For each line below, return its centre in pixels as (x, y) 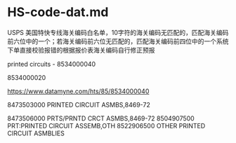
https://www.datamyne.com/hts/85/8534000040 (78, 91)
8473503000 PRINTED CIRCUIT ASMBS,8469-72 (79, 104)
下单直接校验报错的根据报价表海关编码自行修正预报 (81, 50)
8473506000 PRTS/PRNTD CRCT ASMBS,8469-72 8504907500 (101, 118)
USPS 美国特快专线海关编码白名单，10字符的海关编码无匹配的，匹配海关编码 (118, 32)
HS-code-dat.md (58, 12)
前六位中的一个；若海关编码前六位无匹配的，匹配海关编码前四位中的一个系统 (118, 41)
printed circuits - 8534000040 (52, 64)
